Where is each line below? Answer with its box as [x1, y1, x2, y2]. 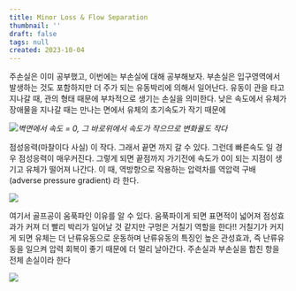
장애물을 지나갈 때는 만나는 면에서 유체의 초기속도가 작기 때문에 [9, 104, 227, 115]
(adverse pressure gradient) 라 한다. [9, 175, 140, 186]
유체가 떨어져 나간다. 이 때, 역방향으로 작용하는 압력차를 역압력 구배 [25, 165, 256, 175]
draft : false [9, 29, 57, 38]
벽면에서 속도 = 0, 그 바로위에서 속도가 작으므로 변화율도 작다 [18, 123, 228, 134]
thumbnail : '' [9, 21, 62, 30]
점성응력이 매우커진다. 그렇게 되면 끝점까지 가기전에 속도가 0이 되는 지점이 [18, 153, 274, 164]
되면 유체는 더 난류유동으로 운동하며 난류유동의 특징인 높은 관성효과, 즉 [18, 233, 262, 243]
